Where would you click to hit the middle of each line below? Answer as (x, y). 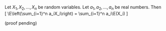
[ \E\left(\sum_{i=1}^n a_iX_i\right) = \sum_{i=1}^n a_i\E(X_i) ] (66, 13)
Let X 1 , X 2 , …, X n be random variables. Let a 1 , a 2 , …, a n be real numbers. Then (83, 8)
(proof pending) (21, 23)
